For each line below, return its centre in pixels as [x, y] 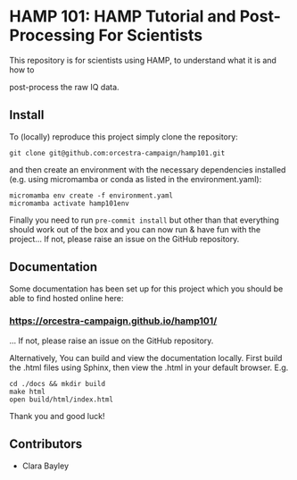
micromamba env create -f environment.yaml [91, 195]
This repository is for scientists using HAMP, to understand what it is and [143, 60]
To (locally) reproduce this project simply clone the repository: [124, 137]
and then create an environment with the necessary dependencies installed [148, 169]
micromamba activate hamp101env [69, 203]
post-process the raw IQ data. [64, 87]
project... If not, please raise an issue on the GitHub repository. [124, 239]
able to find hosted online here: [66, 298]
